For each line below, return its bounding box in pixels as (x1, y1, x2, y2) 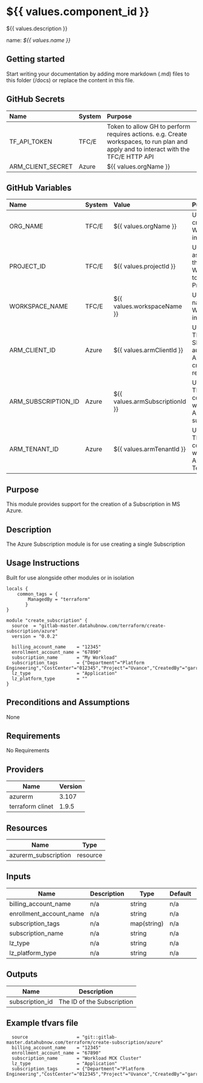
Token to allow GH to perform (106, 122, 190, 131)
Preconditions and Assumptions (6, 697, 130, 708)
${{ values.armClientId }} (114, 346, 183, 355)
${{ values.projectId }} (114, 262, 176, 271)
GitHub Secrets (6, 94, 65, 105)
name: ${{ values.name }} (6, 36, 71, 44)
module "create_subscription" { (6, 617, 88, 624)
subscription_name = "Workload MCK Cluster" (11, 1055, 142, 1061)
